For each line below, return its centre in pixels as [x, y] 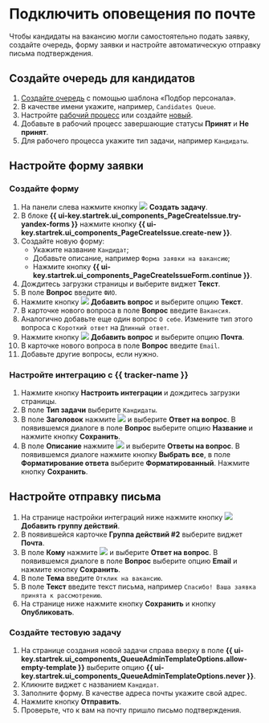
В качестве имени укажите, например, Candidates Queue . [118, 106]
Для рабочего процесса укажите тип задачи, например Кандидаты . [135, 141]
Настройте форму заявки [76, 166]
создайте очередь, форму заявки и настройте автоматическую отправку [135, 44]
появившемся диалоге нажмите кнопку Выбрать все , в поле [126, 454]
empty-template [49, 667]
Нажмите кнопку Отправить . [71, 701]
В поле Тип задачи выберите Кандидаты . [89, 410]
